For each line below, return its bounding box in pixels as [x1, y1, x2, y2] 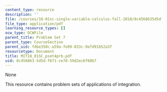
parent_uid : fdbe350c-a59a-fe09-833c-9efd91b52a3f [5, 44, 112, 49]
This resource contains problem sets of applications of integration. [5, 82, 142, 88]
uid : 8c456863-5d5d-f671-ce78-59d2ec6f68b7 [5, 58, 97, 63]
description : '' [5, 12, 39, 17]
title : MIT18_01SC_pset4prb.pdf [5, 53, 72, 59]
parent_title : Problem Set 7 [5, 35, 66, 40]
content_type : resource [5, 7, 55, 12]
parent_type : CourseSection [5, 40, 64, 45]
